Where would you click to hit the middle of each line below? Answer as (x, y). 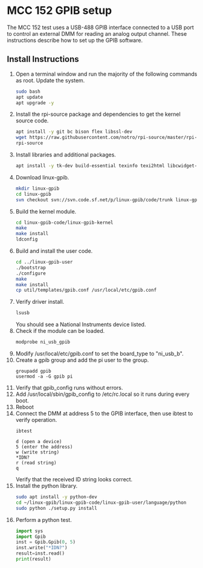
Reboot (24, 407)
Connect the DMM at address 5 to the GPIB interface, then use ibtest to (104, 413)
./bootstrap (31, 267)
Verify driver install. (40, 302)
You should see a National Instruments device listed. (81, 324)
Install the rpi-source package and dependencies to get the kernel (98, 114)
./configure (31, 273)
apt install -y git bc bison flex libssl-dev (74, 132)
